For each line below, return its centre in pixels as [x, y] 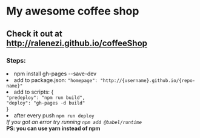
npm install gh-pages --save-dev [55, 74]
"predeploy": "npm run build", [46, 98]
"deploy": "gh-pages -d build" [46, 103]
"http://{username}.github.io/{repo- [148, 80]
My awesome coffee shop [73, 11]
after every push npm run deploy [55, 115]
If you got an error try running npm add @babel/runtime [74, 122]
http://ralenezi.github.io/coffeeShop [77, 43]
